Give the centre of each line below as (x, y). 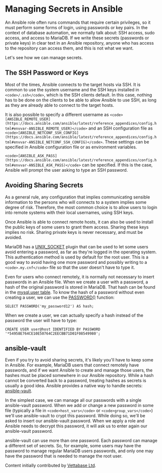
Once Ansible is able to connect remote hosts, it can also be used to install (79, 222)
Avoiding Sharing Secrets (44, 185)
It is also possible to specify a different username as (57, 114)
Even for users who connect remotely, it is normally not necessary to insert (80, 277)
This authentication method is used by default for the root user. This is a (77, 257)
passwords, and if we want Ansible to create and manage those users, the (79, 370)
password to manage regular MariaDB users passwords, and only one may (79, 451)
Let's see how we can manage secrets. (44, 57)
